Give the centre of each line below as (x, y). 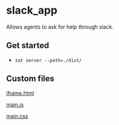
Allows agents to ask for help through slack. (60, 27)
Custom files (30, 79)
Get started (28, 46)
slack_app (32, 10)
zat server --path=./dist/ (48, 60)
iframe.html (20, 93)
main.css (17, 116)
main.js (15, 104)
